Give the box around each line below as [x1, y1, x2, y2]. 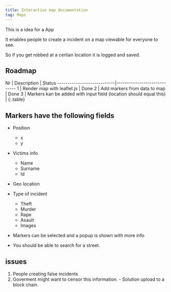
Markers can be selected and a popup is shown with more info [12, 233, 145, 239]
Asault [20, 217, 34, 223]
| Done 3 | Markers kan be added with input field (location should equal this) [5, 91, 166, 97]
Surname [20, 165, 40, 172]
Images [20, 222, 36, 228]
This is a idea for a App [5, 26, 54, 32]
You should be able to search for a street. [12, 242, 100, 248]
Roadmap [5, 66, 37, 75]
